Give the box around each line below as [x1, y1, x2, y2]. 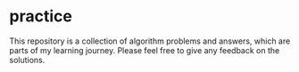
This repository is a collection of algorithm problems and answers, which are [9, 36, 291, 46]
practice [9, 6, 73, 27]
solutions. [9, 54, 46, 65]
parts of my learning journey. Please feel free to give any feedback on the [9, 44, 280, 55]
